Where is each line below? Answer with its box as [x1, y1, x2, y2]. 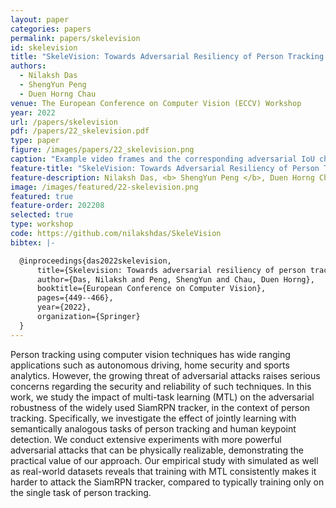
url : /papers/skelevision [10, 117, 118, 127]
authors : [10, 61, 47, 71]
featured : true [10, 191, 74, 201]
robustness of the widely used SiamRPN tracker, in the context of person [10, 401, 311, 413]
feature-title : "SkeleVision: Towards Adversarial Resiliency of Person [10, 163, 320, 173]
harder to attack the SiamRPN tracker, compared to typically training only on [10, 476, 325, 488]
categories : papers [10, 24, 92, 34]
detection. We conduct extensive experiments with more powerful [10, 433, 282, 445]
